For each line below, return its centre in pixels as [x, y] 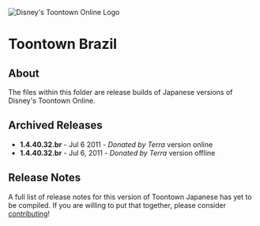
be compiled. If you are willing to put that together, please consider [117, 205]
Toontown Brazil [62, 44]
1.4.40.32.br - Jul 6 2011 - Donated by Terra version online [116, 144]
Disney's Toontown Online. [52, 100]
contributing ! [29, 213]
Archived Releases [55, 125]
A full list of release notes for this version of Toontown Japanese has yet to [130, 197]
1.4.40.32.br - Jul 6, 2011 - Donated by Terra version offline [117, 153]
